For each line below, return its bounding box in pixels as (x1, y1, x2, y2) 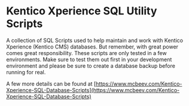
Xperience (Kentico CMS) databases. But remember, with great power (6, 43, 178, 50)
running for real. (6, 68, 46, 75)
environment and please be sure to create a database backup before (6, 62, 175, 69)
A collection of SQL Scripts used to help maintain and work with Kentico (6, 37, 184, 44)
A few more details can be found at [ (6, 80, 96, 87)
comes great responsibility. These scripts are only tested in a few (6, 49, 167, 56)
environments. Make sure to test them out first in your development (6, 56, 172, 63)
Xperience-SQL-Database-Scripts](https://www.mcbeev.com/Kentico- (6, 86, 180, 93)
